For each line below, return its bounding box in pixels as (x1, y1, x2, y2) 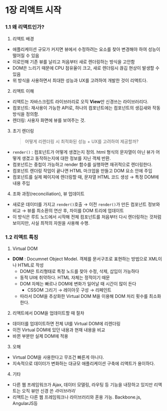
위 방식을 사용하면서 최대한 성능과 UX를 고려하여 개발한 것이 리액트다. (12, 78, 148, 84)
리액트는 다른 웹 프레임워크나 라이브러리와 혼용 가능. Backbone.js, (12, 394, 142, 400)
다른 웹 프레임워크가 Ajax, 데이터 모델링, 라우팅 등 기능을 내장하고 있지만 (12, 382, 153, 388)
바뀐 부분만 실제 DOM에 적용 (12, 333, 68, 339)
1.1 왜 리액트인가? (5, 23, 45, 30)
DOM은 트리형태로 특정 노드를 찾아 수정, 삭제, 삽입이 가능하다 (19, 268, 140, 274)
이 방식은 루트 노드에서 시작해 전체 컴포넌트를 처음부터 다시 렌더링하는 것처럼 (12, 214, 162, 220)
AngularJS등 (12, 400, 38, 406)
